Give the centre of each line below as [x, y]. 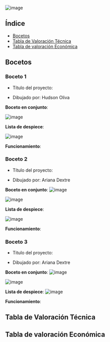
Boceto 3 [16, 242]
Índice [15, 23]
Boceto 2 [16, 159]
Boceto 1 [16, 77]
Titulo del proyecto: [33, 253]
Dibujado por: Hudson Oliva [41, 97]
